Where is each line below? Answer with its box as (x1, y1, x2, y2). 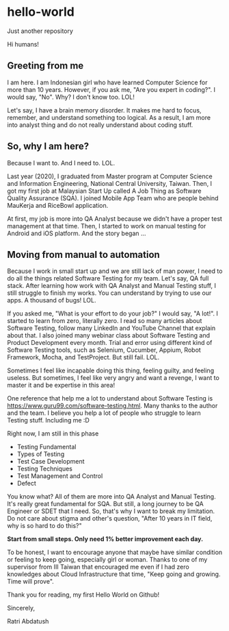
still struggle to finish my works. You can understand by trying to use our (7, 289, 212, 297)
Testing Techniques (16, 464, 73, 473)
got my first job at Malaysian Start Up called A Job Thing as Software (7, 187, 202, 195)
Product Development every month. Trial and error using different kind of (7, 339, 213, 347)
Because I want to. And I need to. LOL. (7, 158, 115, 167)
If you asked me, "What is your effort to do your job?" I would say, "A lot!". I (7, 309, 219, 318)
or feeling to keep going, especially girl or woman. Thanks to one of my (7, 556, 208, 564)
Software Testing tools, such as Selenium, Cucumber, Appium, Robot (7, 346, 202, 354)
